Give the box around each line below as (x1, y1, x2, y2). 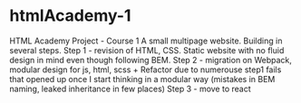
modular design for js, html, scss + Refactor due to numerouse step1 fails (9, 64, 282, 75)
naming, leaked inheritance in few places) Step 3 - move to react (9, 83, 251, 94)
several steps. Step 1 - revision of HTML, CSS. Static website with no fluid (9, 44, 285, 55)
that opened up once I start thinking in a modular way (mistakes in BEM (9, 73, 276, 84)
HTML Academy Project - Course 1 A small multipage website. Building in (9, 35, 283, 46)
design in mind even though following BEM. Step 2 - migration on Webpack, (9, 54, 293, 65)
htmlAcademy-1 (9, 5, 131, 26)
